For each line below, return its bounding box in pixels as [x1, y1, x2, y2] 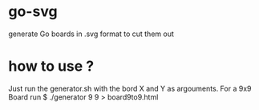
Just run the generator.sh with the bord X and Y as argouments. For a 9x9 [8, 84, 252, 93]
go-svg [8, 2, 58, 21]
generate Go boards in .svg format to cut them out [8, 29, 175, 39]
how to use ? [8, 57, 95, 75]
